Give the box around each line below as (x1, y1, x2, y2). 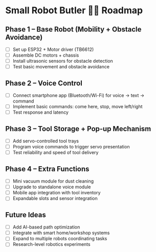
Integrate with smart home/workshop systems (12, 230, 110, 236)
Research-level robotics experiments (12, 241, 91, 247)
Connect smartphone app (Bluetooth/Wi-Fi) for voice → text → (12, 92, 145, 98)
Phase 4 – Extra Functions (5, 164, 90, 173)
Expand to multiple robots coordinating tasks (12, 236, 107, 242)
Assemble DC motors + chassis (12, 52, 79, 58)
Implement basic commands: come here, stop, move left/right (12, 104, 143, 110)
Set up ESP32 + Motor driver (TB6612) (12, 46, 94, 53)
